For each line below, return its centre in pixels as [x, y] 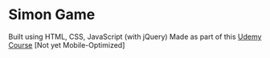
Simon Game [52, 15]
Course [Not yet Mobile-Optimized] [67, 44]
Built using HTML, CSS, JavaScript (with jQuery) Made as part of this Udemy [135, 37]
